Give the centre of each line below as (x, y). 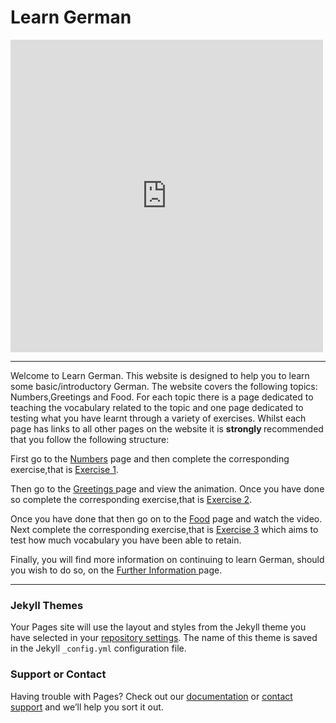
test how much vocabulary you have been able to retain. (126, 540)
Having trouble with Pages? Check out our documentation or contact (151, 696)
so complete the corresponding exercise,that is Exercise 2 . (131, 499)
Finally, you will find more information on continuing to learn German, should (167, 559)
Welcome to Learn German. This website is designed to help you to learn (160, 375)
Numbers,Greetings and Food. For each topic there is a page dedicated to (162, 397)
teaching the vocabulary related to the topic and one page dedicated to (157, 407)
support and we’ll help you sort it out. (87, 707)
